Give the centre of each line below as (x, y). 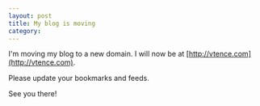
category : (25, 31)
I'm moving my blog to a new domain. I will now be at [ (99, 54)
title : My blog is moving (52, 23)
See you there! (33, 94)
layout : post (30, 16)
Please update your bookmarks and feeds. (79, 78)
